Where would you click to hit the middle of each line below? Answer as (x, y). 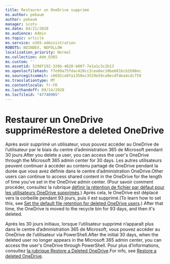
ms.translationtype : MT (30, 80)
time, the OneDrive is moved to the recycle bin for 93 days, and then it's (80, 209)
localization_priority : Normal (38, 52)
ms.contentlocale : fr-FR (31, 85)
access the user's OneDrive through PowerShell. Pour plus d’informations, (83, 245)
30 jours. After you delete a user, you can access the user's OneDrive (77, 155)
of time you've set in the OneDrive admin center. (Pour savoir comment (79, 182)
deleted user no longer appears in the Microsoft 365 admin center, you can (83, 240)
